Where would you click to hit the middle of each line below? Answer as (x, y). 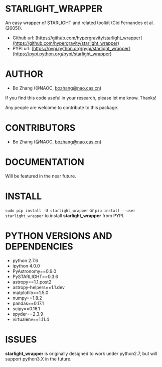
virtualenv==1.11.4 (31, 319)
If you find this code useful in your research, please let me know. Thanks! (81, 98)
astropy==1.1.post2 (32, 282)
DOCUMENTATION (45, 162)
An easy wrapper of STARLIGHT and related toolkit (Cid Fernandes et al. (80, 23)
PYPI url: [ (23, 48)
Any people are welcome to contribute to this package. (62, 107)
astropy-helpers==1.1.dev (39, 287)
